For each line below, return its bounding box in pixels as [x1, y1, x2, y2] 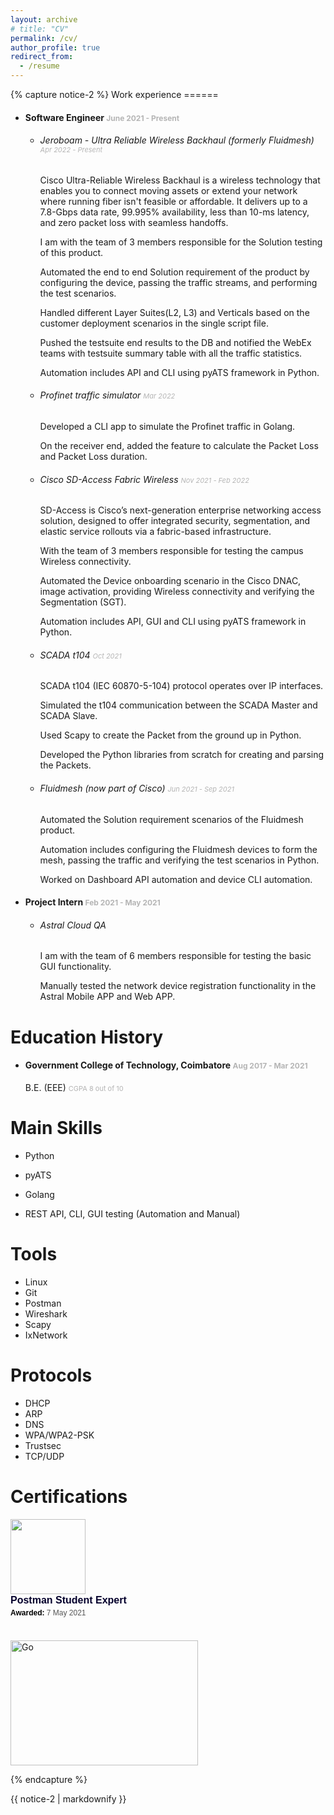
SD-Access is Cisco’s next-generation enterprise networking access [39, 504, 322, 516]
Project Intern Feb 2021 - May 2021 [24, 896, 161, 908]
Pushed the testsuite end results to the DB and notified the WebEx [39, 336, 312, 348]
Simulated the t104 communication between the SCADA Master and [39, 699, 318, 711]
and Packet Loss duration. [39, 451, 148, 462]
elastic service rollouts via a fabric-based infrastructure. [39, 526, 272, 538]
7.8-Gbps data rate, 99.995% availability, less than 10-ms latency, [39, 206, 310, 218]
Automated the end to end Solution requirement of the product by [39, 266, 310, 278]
